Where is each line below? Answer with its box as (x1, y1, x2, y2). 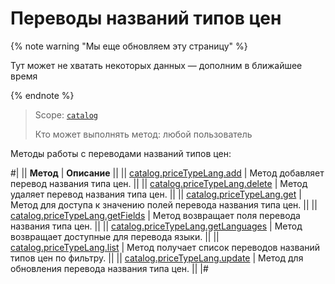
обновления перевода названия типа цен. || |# (10, 262, 209, 274)
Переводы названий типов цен (10, 7, 282, 30)
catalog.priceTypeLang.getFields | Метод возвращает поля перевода (10, 209, 301, 221)
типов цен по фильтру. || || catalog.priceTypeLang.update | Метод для (10, 252, 304, 264)
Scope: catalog (34, 108, 99, 121)
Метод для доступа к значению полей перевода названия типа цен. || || (10, 198, 318, 211)
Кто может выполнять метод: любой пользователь (34, 128, 253, 140)
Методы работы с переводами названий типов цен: (10, 147, 232, 159)
